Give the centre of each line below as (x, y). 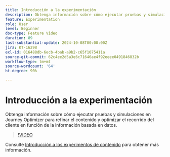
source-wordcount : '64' (30, 66)
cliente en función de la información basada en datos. (61, 125)
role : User (17, 24)
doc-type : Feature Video (31, 33)
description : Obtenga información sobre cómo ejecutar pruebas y (75, 15)
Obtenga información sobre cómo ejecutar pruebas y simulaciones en (78, 114)
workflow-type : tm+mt (28, 62)
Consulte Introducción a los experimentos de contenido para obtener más (82, 144)
